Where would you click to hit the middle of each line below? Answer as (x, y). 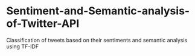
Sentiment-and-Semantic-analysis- (98, 11)
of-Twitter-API (43, 24)
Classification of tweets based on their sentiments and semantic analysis (97, 40)
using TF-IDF (23, 46)
